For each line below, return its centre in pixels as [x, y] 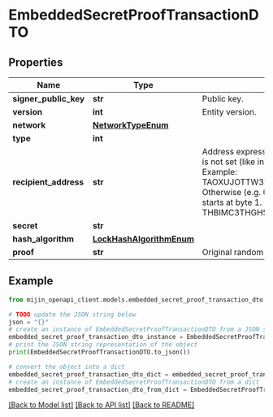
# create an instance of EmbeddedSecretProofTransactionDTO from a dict [134, 382]
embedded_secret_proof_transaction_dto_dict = [89, 374]
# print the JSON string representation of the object [103, 345]
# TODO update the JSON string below [72, 315]
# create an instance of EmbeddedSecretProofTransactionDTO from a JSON [134, 330]
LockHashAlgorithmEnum [143, 239]
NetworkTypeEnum [130, 125]
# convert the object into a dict [67, 367]
